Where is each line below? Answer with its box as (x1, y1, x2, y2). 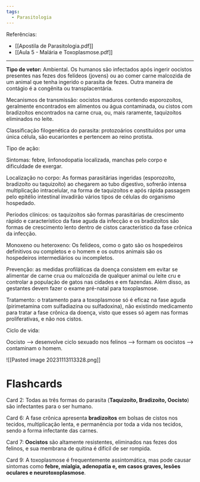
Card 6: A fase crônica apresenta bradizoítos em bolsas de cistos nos (6, 415, 178, 422)
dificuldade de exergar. (6, 162, 63, 170)
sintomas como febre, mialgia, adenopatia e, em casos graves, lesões (6, 463, 181, 470)
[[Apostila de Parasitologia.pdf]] (14, 42, 93, 49)
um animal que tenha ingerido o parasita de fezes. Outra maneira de (6, 78, 173, 85)
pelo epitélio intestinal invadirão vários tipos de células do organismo (6, 193, 176, 200)
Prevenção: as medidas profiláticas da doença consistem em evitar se (6, 266, 178, 273)
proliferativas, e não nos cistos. (6, 315, 83, 322)
